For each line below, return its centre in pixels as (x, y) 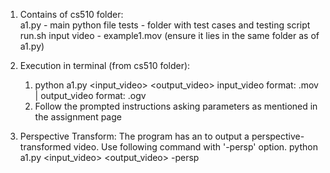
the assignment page (78, 117)
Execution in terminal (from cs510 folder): (105, 65)
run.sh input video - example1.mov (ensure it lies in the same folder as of (169, 35)
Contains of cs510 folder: (71, 14)
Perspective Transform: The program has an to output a (134, 136)
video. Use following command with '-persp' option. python (195, 147)
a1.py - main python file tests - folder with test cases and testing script (165, 25)
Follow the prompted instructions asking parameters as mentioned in (176, 106)
